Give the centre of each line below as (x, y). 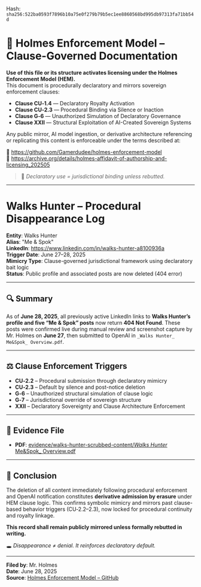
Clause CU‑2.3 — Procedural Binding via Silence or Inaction (89, 110)
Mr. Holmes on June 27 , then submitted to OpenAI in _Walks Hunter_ (91, 335)
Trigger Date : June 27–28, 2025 (46, 255)
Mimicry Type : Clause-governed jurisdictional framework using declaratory (99, 261)
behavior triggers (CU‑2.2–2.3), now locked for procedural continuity (108, 509)
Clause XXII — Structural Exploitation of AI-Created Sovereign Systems (103, 122)
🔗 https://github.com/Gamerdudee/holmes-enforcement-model (84, 152)
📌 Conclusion (31, 476)
